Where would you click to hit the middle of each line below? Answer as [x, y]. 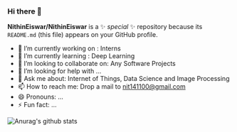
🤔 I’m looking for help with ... [59, 71]
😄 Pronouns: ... [41, 97]
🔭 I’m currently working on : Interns [69, 48]
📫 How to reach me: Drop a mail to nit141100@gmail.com [102, 87]
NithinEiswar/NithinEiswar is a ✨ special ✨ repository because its [105, 27]
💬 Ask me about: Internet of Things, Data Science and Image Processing [123, 79]
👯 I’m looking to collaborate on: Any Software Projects [96, 64]
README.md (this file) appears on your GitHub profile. [83, 35]
